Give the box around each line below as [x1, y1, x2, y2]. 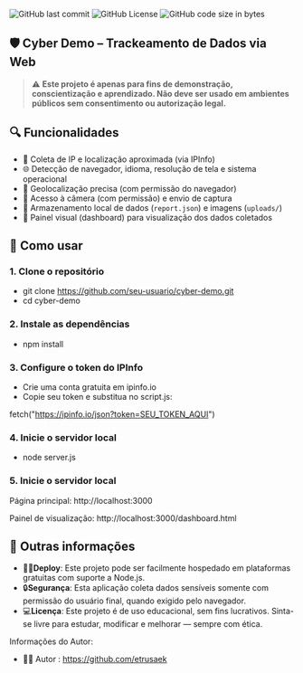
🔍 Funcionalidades [9, 125, 119, 140]
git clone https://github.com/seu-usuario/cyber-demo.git [22, 286, 234, 297]
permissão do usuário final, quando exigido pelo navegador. [22, 595, 247, 606]
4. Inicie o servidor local [9, 431, 118, 443]
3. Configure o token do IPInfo [9, 361, 143, 374]
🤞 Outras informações [9, 538, 136, 554]
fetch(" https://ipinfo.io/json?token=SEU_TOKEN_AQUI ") [9, 408, 215, 420]
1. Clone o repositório [9, 265, 105, 278]
